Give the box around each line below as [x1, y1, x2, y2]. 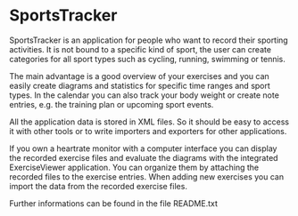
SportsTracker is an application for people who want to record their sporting [9, 35, 288, 45]
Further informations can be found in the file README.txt [9, 197, 219, 209]
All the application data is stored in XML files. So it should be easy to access [9, 116, 290, 127]
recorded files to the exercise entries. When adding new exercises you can [9, 171, 284, 182]
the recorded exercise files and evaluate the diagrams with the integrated [9, 152, 278, 163]
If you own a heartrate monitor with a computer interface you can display [9, 143, 277, 154]
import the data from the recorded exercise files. [9, 180, 187, 191]
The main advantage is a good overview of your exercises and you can [9, 70, 269, 81]
